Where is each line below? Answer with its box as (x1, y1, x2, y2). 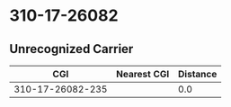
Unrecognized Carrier (9, 41, 134, 57)
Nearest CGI (116, 68, 170, 80)
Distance (178, 68, 218, 80)
